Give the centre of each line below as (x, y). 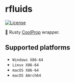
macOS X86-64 (25, 70)
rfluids (19, 9)
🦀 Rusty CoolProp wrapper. (33, 32)
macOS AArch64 (26, 75)
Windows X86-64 (28, 60)
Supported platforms (37, 48)
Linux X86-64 (25, 65)
